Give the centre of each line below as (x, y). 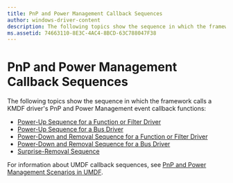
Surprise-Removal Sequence (58, 151)
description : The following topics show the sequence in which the (107, 26)
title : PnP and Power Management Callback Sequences (85, 14)
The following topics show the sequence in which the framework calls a (110, 101)
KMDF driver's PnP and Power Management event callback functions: (107, 109)
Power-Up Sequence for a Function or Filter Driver (89, 122)
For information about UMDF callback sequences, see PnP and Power (107, 165)
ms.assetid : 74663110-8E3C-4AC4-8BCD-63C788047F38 (82, 33)
